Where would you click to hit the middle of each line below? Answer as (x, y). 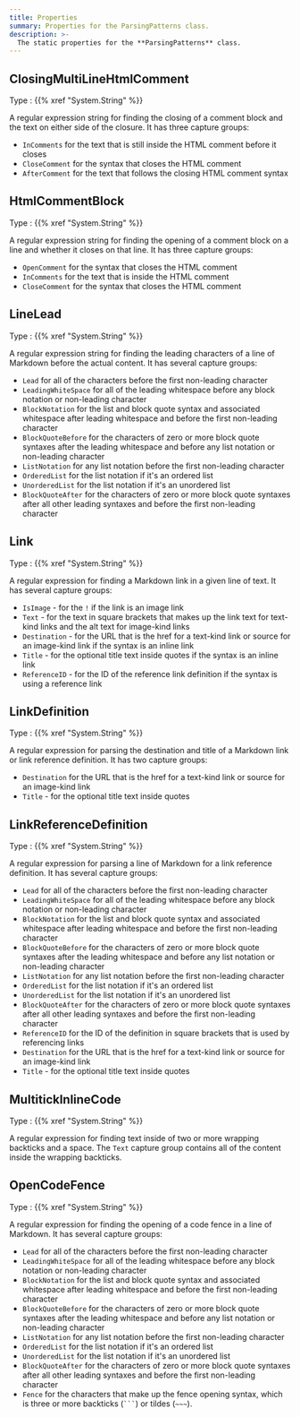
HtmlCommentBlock (67, 201)
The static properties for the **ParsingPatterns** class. (129, 43)
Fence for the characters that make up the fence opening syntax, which (152, 1394)
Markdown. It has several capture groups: (86, 1233)
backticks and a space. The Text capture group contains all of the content (145, 1147)
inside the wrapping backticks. (66, 1157)
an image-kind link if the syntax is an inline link (108, 645)
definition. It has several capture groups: (83, 873)
